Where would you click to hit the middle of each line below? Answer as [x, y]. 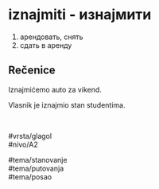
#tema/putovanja [36, 168]
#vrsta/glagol [30, 136]
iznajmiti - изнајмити [80, 15]
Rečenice [32, 71]
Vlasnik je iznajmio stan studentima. [67, 104]
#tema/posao [30, 176]
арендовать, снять [51, 37]
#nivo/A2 [23, 144]
